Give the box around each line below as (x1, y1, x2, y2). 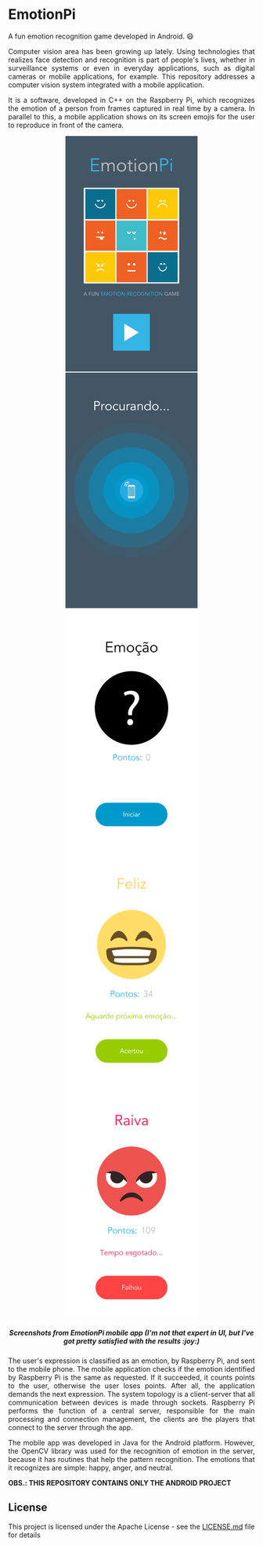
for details (8, 1530, 41, 1540)
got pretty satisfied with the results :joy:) (63, 1336, 200, 1346)
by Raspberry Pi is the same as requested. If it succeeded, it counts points (8, 1372, 255, 1382)
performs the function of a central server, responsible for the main (8, 1405, 255, 1415)
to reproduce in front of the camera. (8, 120, 124, 130)
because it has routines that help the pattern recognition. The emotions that (8, 1454, 255, 1464)
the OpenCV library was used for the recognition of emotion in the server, (8, 1446, 255, 1456)
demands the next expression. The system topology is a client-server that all (8, 1389, 255, 1398)
